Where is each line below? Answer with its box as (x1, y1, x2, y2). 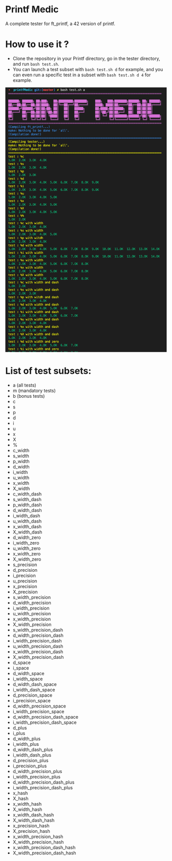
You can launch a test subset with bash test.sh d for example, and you (12, 66, 163, 72)
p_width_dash (12, 502, 42, 508)
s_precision (12, 562, 37, 568)
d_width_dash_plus (12, 746, 53, 752)
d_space (12, 659, 31, 665)
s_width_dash (12, 496, 42, 502)
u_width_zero (12, 545, 41, 551)
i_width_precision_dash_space (12, 719, 77, 725)
